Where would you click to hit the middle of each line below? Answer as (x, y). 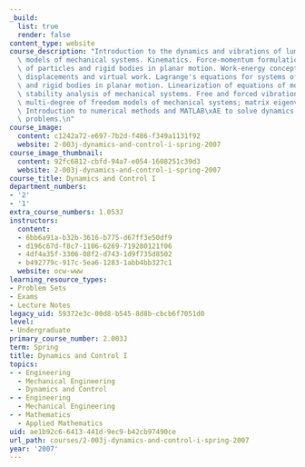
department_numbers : (49, 187)
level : (22, 322)
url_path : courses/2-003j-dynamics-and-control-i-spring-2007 (129, 440)
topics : (24, 364)
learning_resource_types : (58, 280)
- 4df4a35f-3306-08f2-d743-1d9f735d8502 (95, 254)
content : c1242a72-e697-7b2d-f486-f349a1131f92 (109, 136)
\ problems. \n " (46, 119)
